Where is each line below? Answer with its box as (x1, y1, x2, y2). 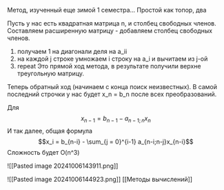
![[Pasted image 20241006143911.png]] (7, 162, 119, 170)
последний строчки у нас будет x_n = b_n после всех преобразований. (7, 90, 217, 98)
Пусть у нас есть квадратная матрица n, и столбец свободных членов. (7, 19, 217, 27)
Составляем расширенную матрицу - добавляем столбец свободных (7, 27, 212, 35)
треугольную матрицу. (17, 69, 85, 77)
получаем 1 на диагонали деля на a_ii (17, 48, 128, 55)
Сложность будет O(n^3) (7, 148, 80, 156)
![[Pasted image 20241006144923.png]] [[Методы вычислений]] (7, 175, 193, 183)
